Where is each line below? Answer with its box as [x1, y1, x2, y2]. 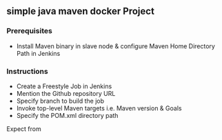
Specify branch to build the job [16, 97, 105, 105]
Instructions [6, 66, 49, 76]
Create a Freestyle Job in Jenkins [16, 82, 112, 90]
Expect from [6, 124, 42, 133]
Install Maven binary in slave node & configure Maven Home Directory [16, 41, 215, 50]
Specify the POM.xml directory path [16, 111, 119, 119]
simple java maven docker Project [6, 6, 154, 17]
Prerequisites [6, 26, 52, 36]
